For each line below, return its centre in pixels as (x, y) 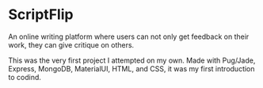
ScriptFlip (41, 15)
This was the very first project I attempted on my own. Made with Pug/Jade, (132, 60)
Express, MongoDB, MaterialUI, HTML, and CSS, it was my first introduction (131, 68)
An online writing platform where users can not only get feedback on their (129, 36)
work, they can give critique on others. (71, 44)
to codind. (25, 77)
